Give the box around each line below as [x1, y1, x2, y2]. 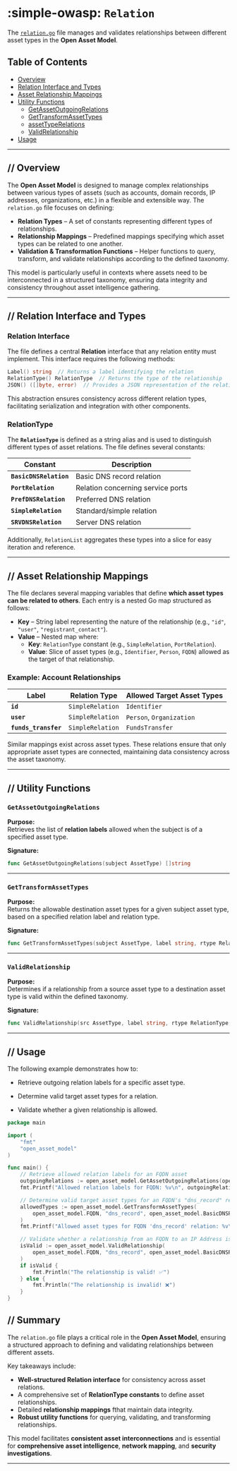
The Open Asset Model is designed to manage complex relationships [7, 181, 209, 189]
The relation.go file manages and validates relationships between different [7, 28, 227, 37]
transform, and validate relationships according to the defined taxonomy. [17, 254, 229, 262]
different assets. [7, 1348, 55, 1356]
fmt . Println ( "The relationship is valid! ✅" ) [32, 1269, 171, 1276]
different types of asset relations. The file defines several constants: [7, 443, 206, 452]
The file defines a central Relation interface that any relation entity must [7, 347, 217, 356]
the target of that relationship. [28, 655, 115, 663]
